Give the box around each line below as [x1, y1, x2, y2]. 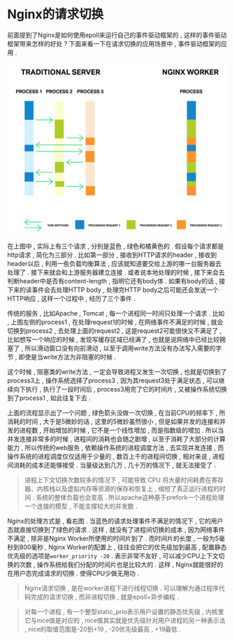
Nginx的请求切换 [7, 6, 104, 22]
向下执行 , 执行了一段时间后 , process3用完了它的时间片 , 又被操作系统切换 [13, 385, 228, 394]
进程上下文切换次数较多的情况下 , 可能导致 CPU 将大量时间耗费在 [24, 476, 212, 484]
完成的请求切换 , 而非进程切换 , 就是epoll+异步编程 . [30, 593, 180, 601]
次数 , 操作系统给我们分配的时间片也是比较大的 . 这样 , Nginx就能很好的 [19, 560, 224, 569]
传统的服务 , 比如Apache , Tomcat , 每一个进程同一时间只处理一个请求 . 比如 [7, 309, 225, 318]
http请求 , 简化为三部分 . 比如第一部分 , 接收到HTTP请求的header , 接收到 [7, 251, 217, 259]
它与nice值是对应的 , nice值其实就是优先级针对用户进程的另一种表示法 [24, 616, 226, 625]
